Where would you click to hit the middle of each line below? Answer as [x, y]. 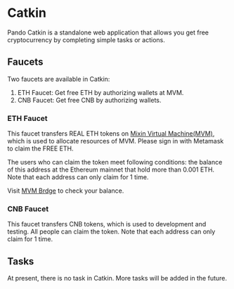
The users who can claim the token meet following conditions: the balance [115, 162]
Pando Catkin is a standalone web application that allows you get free [108, 32]
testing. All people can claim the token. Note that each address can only [111, 232]
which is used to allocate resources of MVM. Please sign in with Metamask [116, 141]
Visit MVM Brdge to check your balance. [66, 191]
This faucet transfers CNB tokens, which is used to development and [107, 224]
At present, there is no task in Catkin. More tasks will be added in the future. [117, 278]
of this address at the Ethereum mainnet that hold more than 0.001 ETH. [111, 169]
